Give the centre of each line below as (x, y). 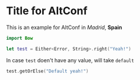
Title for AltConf (47, 11)
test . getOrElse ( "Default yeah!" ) (47, 71)
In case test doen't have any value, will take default (70, 60)
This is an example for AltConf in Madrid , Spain (64, 27)
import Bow (20, 38)
